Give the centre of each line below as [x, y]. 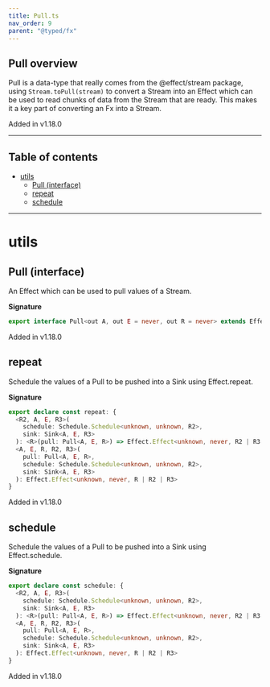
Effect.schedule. [35, 556]
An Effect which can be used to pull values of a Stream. [100, 291]
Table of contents [53, 157]
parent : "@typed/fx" [43, 31]
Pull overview [43, 63]
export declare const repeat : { [62, 412]
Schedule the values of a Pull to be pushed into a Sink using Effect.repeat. [131, 381]
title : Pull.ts [34, 16]
